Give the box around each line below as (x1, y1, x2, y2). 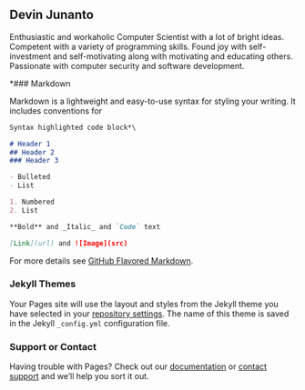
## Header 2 (9, 147, 55, 157)
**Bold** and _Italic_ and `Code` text (9, 222, 161, 231)
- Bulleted (9, 173, 51, 182)
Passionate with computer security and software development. (9, 60, 245, 71)
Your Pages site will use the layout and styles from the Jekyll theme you (9, 298, 280, 309)
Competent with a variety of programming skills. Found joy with (9, 41, 248, 52)
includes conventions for (9, 105, 103, 116)
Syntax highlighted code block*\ (9, 123, 137, 132)
